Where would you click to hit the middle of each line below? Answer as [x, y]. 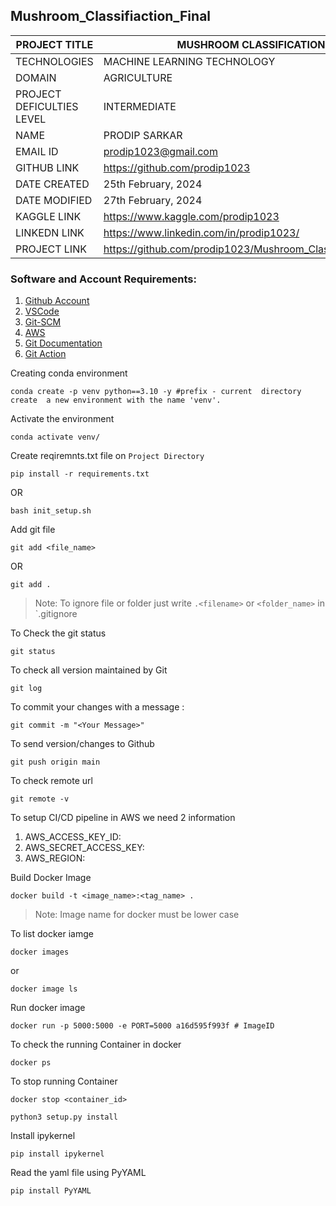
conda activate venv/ [55, 437]
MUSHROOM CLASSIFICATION [251, 44]
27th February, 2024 [153, 200]
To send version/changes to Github [82, 744]
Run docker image [48, 1008]
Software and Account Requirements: [103, 279]
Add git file [33, 530]
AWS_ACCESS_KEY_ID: [73, 837]
